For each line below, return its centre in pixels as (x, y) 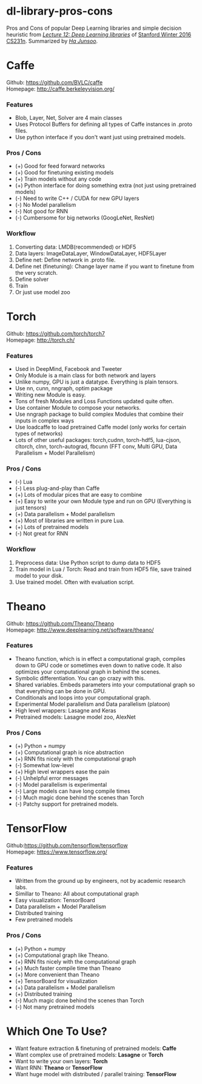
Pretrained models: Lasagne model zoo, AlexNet (75, 717)
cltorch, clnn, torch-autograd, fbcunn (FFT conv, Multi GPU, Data (96, 446)
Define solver (32, 279)
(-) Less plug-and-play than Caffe (57, 488)
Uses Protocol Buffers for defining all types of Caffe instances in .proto (104, 124)
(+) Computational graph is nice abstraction (69, 753)
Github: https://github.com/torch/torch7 (56, 333)
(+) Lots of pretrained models (52, 527)
